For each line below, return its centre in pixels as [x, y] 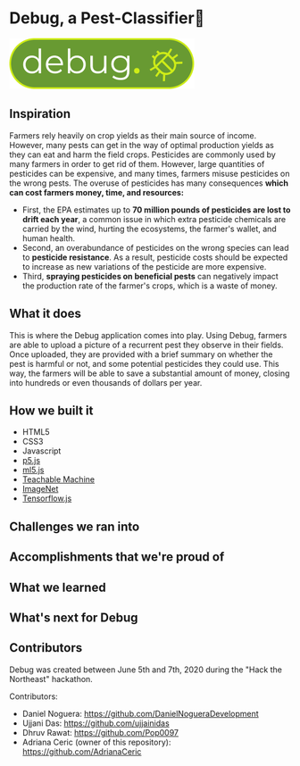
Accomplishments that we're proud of [117, 557]
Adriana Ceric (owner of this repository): [96, 742]
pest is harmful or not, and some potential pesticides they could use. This [144, 363]
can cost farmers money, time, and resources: [97, 192]
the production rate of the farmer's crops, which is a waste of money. [150, 286]
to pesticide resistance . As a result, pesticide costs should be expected [155, 257]
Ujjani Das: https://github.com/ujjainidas [96, 723]
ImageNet [40, 489]
